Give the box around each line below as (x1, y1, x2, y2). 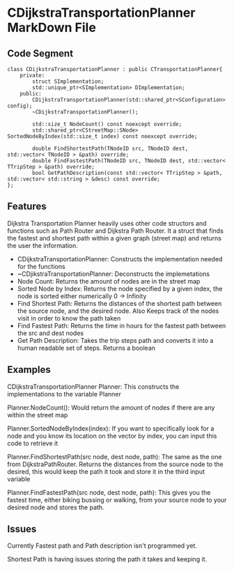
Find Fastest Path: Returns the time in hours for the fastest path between (17, 321, 226, 330)
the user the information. (7, 241, 79, 249)
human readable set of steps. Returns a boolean (17, 344, 155, 352)
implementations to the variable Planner (7, 390, 122, 398)
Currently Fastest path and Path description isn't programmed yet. (7, 541, 197, 550)
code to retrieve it (7, 439, 58, 447)
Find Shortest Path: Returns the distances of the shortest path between (17, 299, 222, 307)
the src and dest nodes (17, 329, 84, 337)
